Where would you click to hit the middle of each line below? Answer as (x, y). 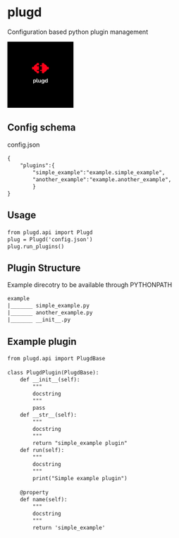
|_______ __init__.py (39, 320)
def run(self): (42, 451)
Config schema (42, 128)
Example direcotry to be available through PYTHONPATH (90, 285)
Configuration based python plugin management (78, 32)
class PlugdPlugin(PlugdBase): (53, 373)
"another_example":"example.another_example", (102, 179)
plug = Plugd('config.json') (50, 239)
